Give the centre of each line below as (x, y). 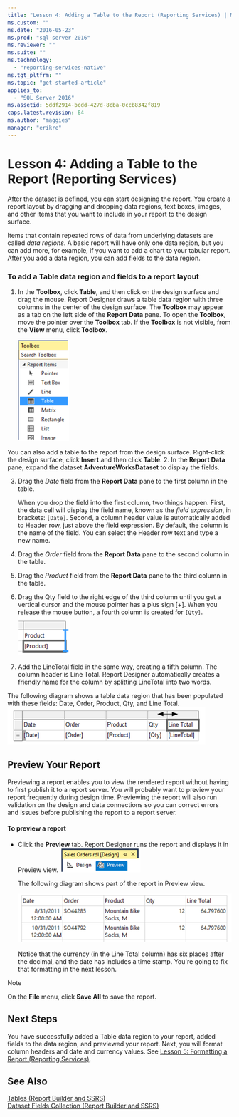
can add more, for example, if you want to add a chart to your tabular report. (119, 250)
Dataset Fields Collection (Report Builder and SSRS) (83, 1106)
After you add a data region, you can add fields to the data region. (104, 258)
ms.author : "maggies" (39, 120)
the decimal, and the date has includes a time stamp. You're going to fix (123, 961)
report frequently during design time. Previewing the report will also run (112, 797)
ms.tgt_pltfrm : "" (34, 75)
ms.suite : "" (27, 53)
